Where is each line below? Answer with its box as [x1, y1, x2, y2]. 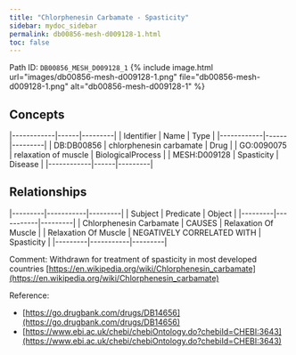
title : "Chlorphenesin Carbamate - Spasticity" [9, 12, 190, 22]
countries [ [9, 263, 49, 274]
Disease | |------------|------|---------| [9, 159, 153, 170]
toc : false [9, 37, 50, 47]
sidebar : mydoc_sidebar [9, 21, 98, 30]
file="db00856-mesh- [178, 72, 261, 83]
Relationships [9, 184, 87, 200]
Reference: [9, 290, 50, 301]
